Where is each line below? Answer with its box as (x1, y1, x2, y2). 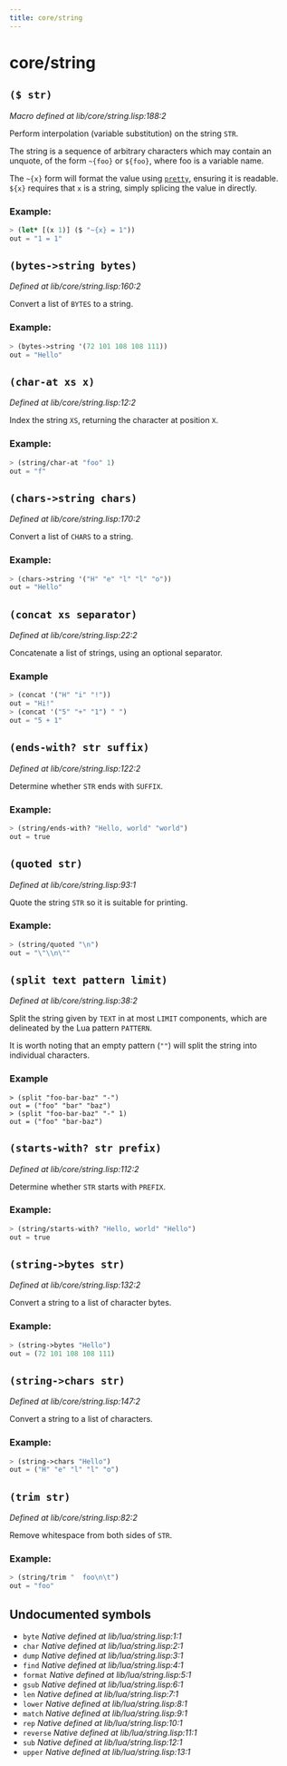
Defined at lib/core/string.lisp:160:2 (9, 281, 141, 291)
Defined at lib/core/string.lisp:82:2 (9, 1513, 138, 1524)
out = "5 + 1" (9, 715, 63, 725)
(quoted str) (9, 857, 83, 871)
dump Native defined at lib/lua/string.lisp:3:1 (22, 1650, 184, 1661)
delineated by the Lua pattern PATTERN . (9, 1022, 152, 1033)
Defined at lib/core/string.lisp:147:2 (9, 1396, 140, 1407)
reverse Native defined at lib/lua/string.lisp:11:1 (22, 1727, 197, 1738)
